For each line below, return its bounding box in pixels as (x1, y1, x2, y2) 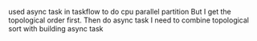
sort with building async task (8, 24, 104, 33)
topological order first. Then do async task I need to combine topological (8, 15, 250, 25)
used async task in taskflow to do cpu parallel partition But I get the (8, 7, 231, 16)
